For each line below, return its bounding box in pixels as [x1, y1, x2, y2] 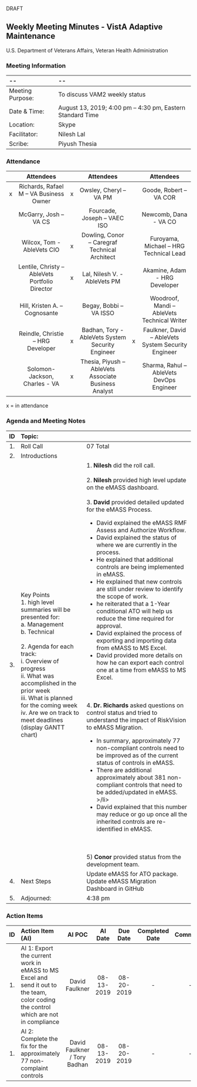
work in [21, 959, 42, 967]
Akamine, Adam [142, 266, 186, 274]
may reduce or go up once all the [96, 810, 188, 818]
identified [96, 824, 123, 833]
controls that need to [125, 780, 183, 788]
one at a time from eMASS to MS [96, 665, 186, 674]
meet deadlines [21, 715, 63, 724]
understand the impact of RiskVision [86, 715, 186, 724]
